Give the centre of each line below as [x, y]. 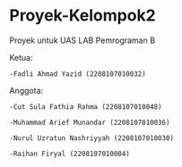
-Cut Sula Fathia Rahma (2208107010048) [86, 107]
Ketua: [21, 57]
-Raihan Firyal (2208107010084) [69, 154]
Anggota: [26, 90]
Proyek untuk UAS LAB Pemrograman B [82, 40]
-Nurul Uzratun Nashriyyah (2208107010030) [92, 138]
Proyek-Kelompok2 [83, 16]
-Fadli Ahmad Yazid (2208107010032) [78, 74]
